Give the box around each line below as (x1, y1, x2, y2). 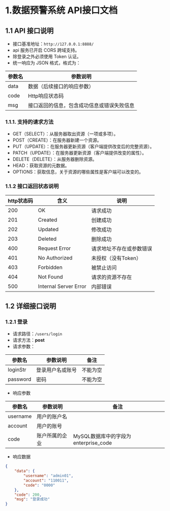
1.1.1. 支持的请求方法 (5, 118, 54, 125)
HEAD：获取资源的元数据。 (12, 163, 70, 169)
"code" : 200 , (14, 492, 42, 497)
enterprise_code (73, 440, 112, 447)
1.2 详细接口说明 (5, 302, 57, 310)
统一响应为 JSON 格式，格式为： (12, 60, 81, 66)
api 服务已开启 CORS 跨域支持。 (12, 47, 80, 53)
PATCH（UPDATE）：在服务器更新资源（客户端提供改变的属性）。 (12, 150, 147, 156)
